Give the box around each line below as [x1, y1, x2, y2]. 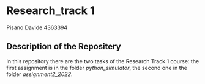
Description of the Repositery [6, 41, 121, 52]
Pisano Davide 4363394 [6, 24, 68, 31]
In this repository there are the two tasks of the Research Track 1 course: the [6, 57, 199, 65]
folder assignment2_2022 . [6, 71, 73, 78]
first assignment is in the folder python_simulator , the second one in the [6, 64, 188, 71]
